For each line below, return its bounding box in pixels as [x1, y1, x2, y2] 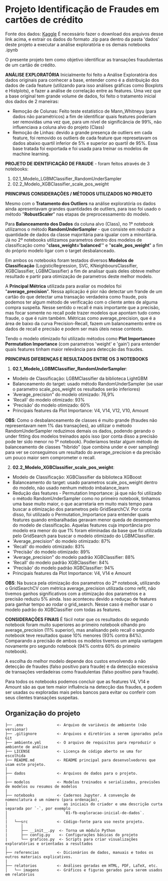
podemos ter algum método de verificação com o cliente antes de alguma [5, 299, 158, 305]
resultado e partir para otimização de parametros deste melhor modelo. [5, 273, 153, 279]
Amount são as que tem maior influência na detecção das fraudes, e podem [5, 683, 162, 690]
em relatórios [5, 872, 35, 877]
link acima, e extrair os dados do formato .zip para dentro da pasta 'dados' [5, 36, 159, 42]
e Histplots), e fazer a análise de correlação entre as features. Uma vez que [5, 87, 161, 93]
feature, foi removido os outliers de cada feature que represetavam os [12, 135, 157, 141]
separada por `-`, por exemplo [5, 806, 71, 811]
